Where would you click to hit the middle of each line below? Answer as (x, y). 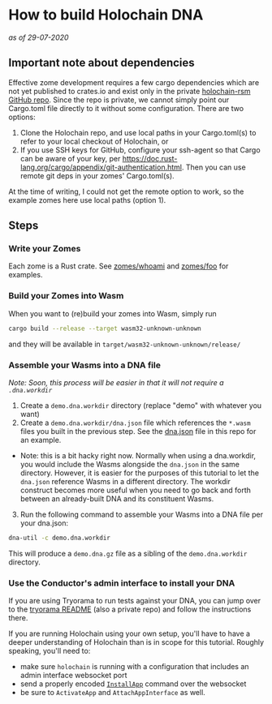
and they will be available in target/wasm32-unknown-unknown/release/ (125, 344)
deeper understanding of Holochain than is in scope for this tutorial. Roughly (136, 642)
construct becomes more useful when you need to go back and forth (136, 490)
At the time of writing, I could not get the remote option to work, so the (126, 191)
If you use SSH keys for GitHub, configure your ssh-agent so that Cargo (140, 150)
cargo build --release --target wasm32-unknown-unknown (105, 328)
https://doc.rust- (150, 158)
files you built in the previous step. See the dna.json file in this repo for (138, 431)
